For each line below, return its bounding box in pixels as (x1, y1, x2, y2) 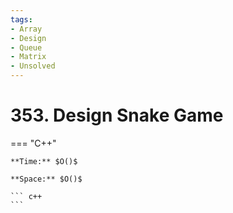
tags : (10, 14, 33, 25)
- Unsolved (10, 61, 56, 71)
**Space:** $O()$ (10, 174, 83, 184)
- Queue (10, 42, 43, 53)
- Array (10, 24, 43, 34)
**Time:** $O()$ (10, 156, 78, 166)
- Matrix (10, 52, 47, 62)
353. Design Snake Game (10, 104, 224, 127)
